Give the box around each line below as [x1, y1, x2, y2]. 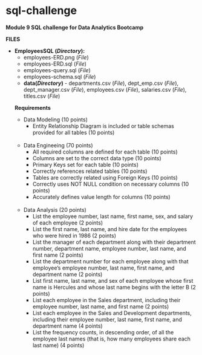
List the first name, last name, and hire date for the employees [32, 225, 187, 232]
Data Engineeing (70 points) [23, 141, 93, 149]
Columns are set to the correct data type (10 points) [32, 154, 161, 161]
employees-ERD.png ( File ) [23, 53, 89, 61]
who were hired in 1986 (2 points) [32, 232, 116, 239]
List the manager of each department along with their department [32, 238, 196, 246]
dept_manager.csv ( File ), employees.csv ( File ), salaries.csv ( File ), [23, 86, 187, 93]
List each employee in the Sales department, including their [32, 296, 181, 303]
